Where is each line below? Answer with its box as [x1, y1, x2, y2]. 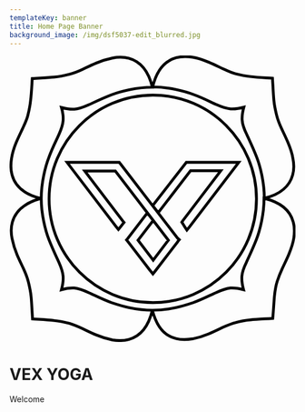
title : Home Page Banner [9, 22, 103, 31]
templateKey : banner [9, 13, 88, 23]
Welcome [9, 394, 45, 405]
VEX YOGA [9, 364, 93, 385]
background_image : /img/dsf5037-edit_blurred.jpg [9, 30, 202, 39]
